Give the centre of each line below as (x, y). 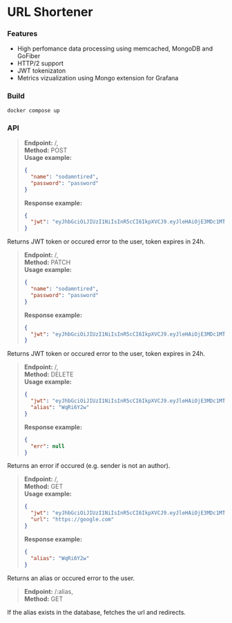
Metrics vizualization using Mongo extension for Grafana (98, 78)
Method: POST (46, 150)
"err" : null (48, 446)
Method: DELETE (49, 374)
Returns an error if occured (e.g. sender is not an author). (89, 466)
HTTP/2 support (40, 64)
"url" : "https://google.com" (72, 520)
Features (22, 34)
